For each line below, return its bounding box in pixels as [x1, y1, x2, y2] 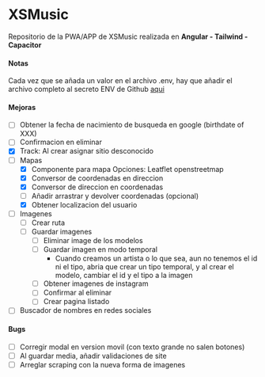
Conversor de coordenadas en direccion [31, 173, 164, 183]
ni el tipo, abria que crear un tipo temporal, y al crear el [55, 262, 235, 272]
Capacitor [8, 40, 42, 49]
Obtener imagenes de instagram [43, 279, 149, 288]
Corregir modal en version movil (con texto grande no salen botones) [19, 342, 245, 352]
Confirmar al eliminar [43, 288, 112, 298]
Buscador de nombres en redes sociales [19, 306, 152, 315]
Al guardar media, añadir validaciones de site [19, 351, 168, 360]
